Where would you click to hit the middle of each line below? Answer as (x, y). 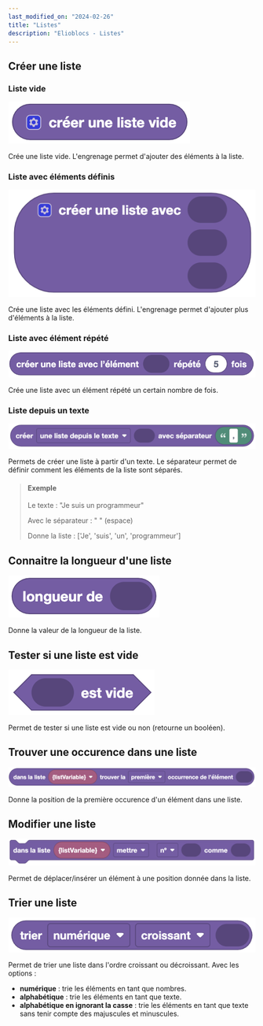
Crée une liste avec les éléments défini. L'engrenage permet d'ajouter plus (128, 309)
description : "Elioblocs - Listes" (66, 33)
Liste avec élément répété (58, 338)
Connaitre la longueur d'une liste (90, 560)
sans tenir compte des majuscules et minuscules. (99, 1013)
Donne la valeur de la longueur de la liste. (75, 631)
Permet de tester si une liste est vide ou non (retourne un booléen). (117, 728)
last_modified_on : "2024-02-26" (61, 17)
